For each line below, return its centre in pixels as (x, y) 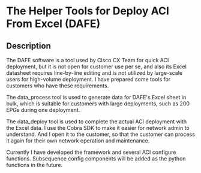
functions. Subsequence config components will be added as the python (96, 159)
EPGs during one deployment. (43, 110)
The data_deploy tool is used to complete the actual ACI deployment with (97, 122)
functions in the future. (34, 165)
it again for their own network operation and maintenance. (78, 141)
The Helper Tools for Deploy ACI (88, 11)
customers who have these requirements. (58, 86)
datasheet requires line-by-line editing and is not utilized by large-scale (94, 73)
